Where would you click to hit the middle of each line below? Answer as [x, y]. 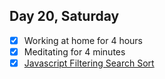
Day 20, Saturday [64, 16]
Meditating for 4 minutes [74, 51]
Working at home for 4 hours [83, 40]
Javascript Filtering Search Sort [89, 63]
